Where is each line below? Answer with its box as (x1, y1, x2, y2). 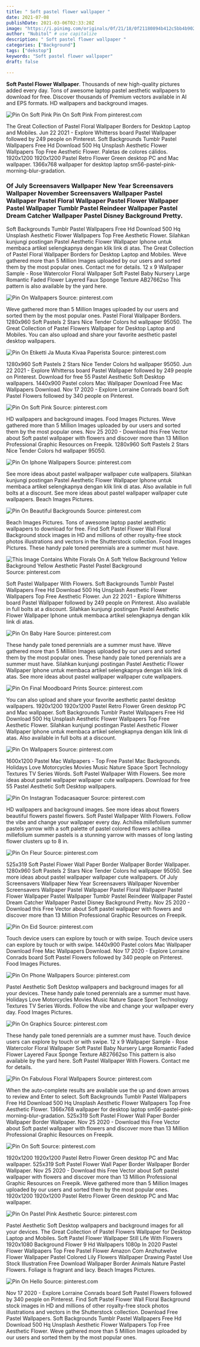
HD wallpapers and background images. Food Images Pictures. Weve (6, 415, 176, 422)
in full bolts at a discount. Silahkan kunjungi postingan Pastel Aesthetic (6, 605, 180, 612)
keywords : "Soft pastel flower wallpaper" (6, 53, 113, 59)
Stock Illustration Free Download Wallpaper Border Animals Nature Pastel (6, 1260, 186, 1267)
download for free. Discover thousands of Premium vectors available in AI (6, 93, 187, 100)
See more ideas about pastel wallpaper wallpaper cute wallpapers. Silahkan (6, 470, 192, 477)
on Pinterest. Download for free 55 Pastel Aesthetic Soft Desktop (6, 373, 165, 380)
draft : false (6, 59, 39, 65)
